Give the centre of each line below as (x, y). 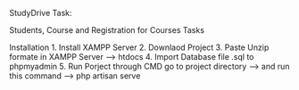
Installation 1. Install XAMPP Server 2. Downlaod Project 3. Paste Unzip (139, 47)
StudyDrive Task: (41, 13)
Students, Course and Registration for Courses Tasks (107, 30)
